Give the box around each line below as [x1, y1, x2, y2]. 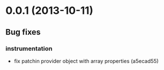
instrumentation [5, 45, 53, 53]
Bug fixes [5, 27, 41, 37]
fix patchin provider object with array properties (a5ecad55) [13, 57, 159, 64]
